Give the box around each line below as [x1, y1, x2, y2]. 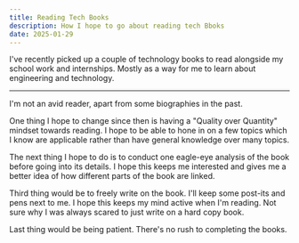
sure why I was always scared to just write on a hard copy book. [9, 207, 245, 218]
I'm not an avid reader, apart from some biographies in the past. [9, 99, 243, 109]
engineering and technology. [9, 73, 115, 84]
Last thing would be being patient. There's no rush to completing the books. [9, 224, 287, 235]
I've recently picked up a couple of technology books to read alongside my [9, 54, 284, 65]
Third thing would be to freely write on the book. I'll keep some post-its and [9, 188, 286, 198]
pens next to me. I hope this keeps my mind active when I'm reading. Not [9, 198, 277, 208]
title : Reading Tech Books [9, 12, 109, 22]
